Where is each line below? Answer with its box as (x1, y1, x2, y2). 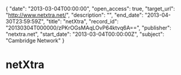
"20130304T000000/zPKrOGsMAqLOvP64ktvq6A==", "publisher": (5, 24, 172, 31)
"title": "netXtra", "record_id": (46, 18, 119, 25)
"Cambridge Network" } (5, 37, 65, 44)
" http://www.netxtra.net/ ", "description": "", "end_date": (5, 11, 144, 19)
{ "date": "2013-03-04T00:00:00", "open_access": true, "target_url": (5, 5, 176, 12)
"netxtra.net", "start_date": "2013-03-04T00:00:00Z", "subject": (5, 31, 165, 38)
